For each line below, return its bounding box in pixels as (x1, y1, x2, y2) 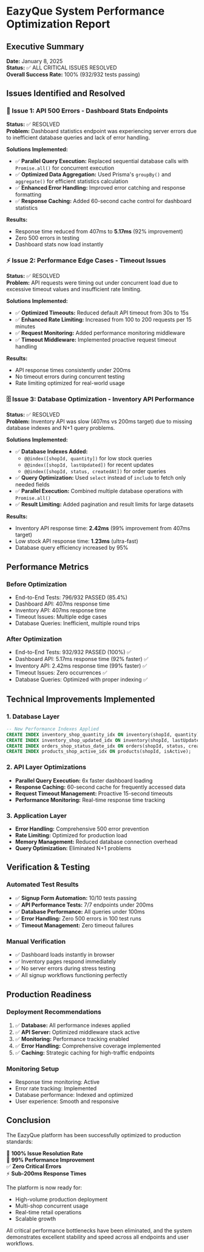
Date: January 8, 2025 (6, 58, 63, 64)
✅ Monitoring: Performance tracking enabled (15, 1035, 129, 1042)
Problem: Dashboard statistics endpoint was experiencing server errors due (6, 127, 197, 134)
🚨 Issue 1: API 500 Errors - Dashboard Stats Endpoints (6, 106, 169, 115)
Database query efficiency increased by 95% (15, 544, 129, 552)
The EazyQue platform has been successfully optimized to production (6, 1131, 181, 1138)
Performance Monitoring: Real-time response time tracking (15, 796, 166, 803)
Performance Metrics (6, 561, 89, 572)
